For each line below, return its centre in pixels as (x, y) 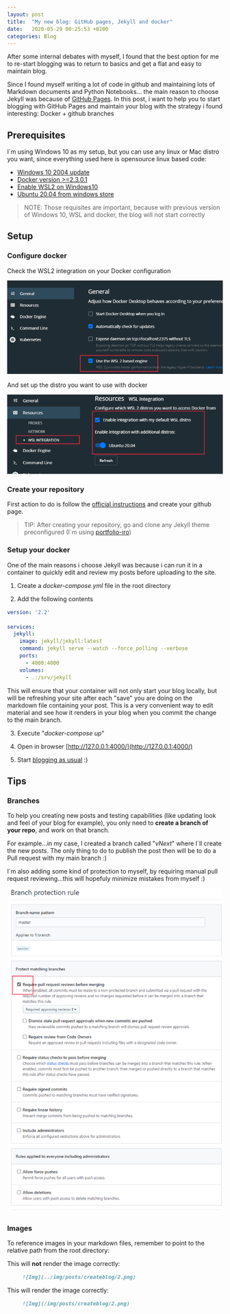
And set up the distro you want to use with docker (77, 385)
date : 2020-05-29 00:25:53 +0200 (58, 29)
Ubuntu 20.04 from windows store (65, 194)
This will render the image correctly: (58, 1291)
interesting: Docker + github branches (61, 114)
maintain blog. (27, 71)
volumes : (32, 670)
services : (21, 627)
